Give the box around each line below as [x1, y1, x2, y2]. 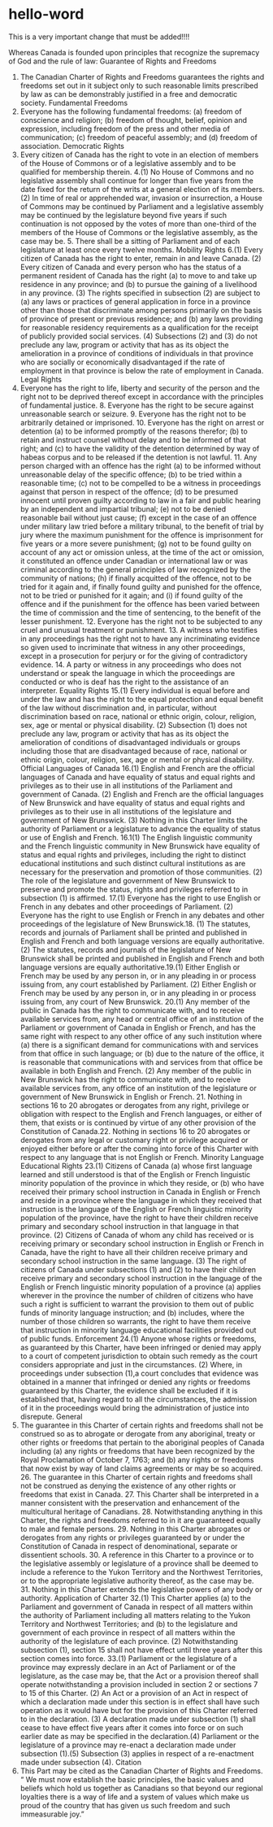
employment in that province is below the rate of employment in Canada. [19, 365, 264, 375]
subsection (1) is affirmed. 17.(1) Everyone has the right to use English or [19, 892, 262, 903]
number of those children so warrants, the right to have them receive [19, 1316, 251, 1326]
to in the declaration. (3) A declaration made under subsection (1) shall [19, 1714, 256, 1724]
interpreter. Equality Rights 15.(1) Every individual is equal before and [19, 685, 250, 695]
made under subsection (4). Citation [19, 1757, 142, 1767]
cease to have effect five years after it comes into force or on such [19, 1722, 244, 1733]
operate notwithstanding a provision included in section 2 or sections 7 [19, 1679, 258, 1689]
